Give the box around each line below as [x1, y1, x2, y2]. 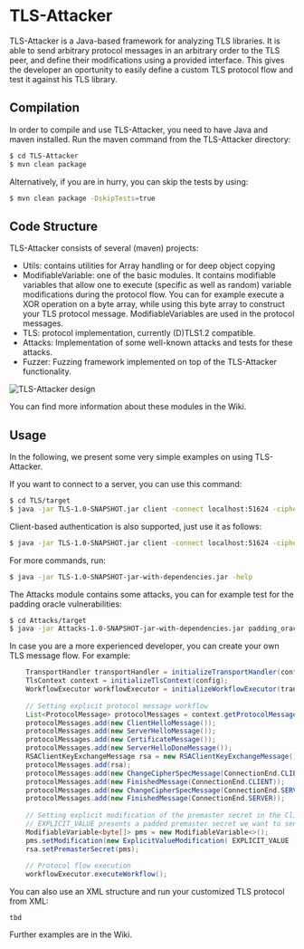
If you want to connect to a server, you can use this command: [9, 479, 242, 489]
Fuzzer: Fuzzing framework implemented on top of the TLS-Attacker [22, 357, 278, 368]
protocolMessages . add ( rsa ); [25, 760, 131, 770]
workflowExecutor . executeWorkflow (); [25, 870, 168, 879]
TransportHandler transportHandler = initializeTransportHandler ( [25, 667, 281, 677]
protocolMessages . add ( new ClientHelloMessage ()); [25, 718, 217, 727]
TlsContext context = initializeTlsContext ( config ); [25, 676, 229, 685]
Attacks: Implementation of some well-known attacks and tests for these [22, 337, 293, 349]
